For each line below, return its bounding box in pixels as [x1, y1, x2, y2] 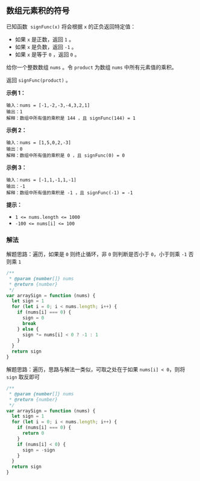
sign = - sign [22, 447, 55, 453]
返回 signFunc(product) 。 [6, 76, 71, 83]
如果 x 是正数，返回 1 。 [14, 36, 74, 43]
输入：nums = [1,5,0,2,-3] [6, 139, 71, 146]
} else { [17, 326, 39, 332]
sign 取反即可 [6, 373, 40, 381]
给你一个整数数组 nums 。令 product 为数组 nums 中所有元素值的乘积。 [6, 63, 178, 71]
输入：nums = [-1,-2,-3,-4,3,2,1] [6, 102, 90, 108]
